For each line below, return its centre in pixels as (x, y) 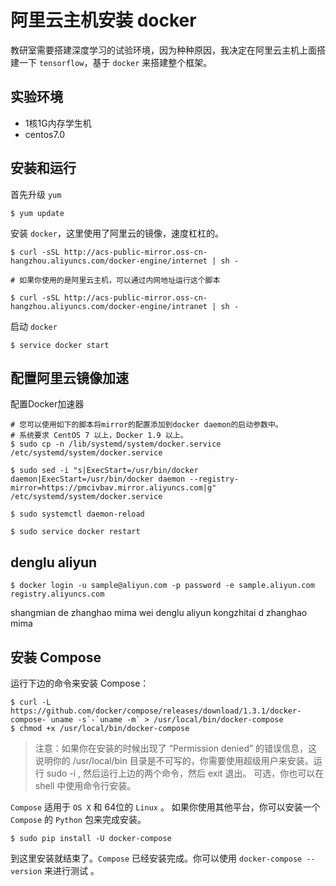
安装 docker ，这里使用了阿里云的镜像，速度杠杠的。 (117, 233)
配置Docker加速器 (47, 404)
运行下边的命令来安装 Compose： (80, 683)
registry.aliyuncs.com (57, 594)
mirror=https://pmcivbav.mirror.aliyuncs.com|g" (113, 488)
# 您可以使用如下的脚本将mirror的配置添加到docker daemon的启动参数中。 (146, 425)
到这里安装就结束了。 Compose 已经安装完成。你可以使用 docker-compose (156, 858)
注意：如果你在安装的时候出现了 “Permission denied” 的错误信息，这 (176, 748)
